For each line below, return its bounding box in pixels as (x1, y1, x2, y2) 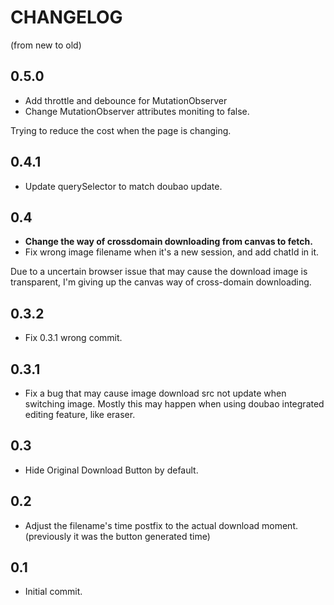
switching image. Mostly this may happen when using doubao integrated (24, 398, 325, 410)
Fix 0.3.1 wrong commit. (24, 332, 123, 344)
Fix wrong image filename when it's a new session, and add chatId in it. (24, 246, 320, 258)
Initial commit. (24, 586, 83, 598)
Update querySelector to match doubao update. (24, 180, 223, 192)
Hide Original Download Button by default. (24, 464, 199, 476)
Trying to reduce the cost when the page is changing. (10, 124, 232, 136)
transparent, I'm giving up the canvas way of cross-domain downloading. (10, 276, 312, 288)
